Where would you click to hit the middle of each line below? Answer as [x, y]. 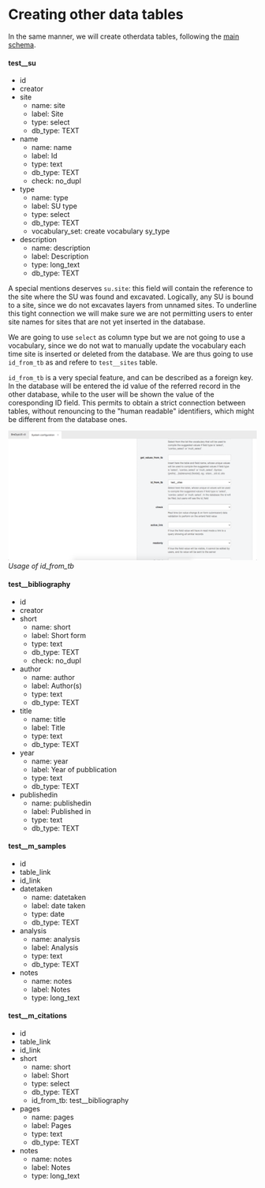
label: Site [47, 114]
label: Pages [51, 1126]
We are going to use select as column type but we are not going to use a [127, 338]
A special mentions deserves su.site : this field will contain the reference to [131, 289]
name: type [50, 198]
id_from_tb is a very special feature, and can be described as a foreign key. [131, 378]
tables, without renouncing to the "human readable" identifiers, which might [131, 411]
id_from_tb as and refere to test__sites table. [83, 362]
